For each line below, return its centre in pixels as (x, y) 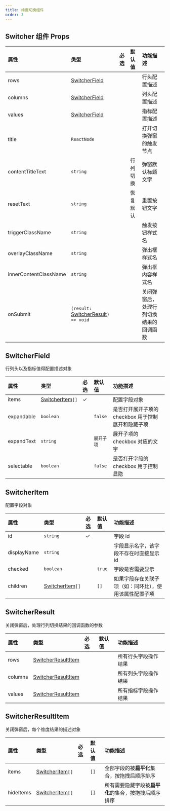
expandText (22, 441)
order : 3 (14, 15)
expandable (22, 417)
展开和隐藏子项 (131, 425)
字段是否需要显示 (134, 569)
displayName (23, 552)
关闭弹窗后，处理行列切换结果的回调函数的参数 (54, 625)
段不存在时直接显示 (137, 553)
